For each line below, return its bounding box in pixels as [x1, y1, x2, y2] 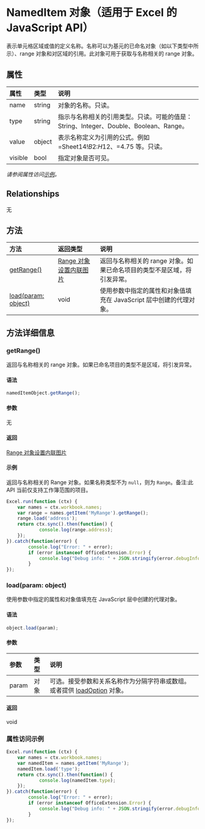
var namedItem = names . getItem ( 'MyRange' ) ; [17, 760, 130, 766]
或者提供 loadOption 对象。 [49, 686, 128, 695]
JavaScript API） [6, 21, 94, 35]
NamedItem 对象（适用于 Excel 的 [6, 6, 178, 20]
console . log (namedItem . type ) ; [38, 777, 116, 783]
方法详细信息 [6, 328, 55, 338]
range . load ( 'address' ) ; [17, 515, 78, 521]
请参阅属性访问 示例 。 [6, 171, 60, 178]
